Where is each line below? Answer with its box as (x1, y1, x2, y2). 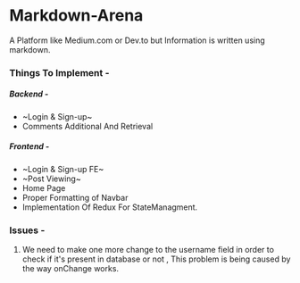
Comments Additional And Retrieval (21, 121, 154, 131)
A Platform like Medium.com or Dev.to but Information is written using (9, 35, 265, 46)
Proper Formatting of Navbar (21, 192, 129, 203)
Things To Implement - (9, 66, 110, 79)
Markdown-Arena (9, 5, 144, 26)
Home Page (21, 182, 66, 193)
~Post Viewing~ (21, 173, 82, 184)
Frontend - (9, 141, 50, 152)
